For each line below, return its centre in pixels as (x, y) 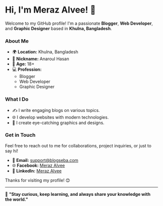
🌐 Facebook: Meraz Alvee (39, 165)
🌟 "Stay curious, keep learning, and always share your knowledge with (78, 194)
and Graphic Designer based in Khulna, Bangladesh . (58, 28)
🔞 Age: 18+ (23, 64)
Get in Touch (20, 135)
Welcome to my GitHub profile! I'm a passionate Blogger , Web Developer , (79, 23)
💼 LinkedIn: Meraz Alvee (37, 171)
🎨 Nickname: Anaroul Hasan (41, 59)
